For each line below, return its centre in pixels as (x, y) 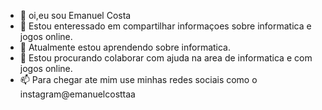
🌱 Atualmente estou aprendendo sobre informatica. (125, 47)
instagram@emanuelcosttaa (77, 94)
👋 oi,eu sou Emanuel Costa (75, 15)
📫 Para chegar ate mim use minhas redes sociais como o (138, 79)
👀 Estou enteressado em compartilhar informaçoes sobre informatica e (165, 26)
